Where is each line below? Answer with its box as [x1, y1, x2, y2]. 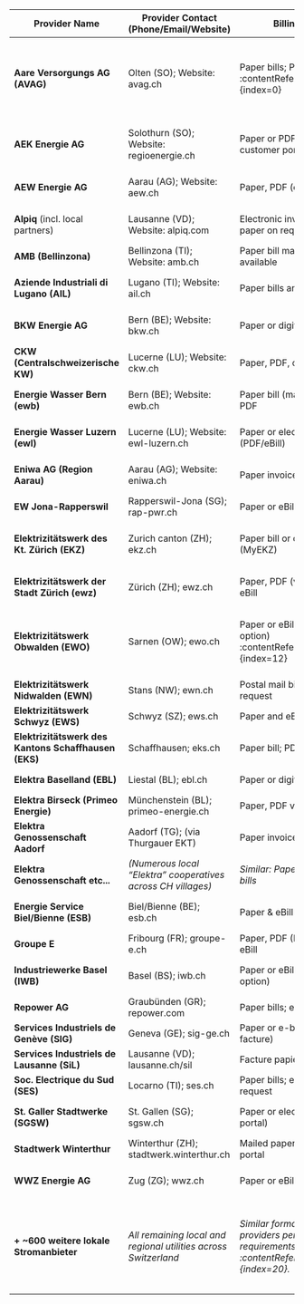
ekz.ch [128, 544, 157, 555]
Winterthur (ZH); [128, 1137, 199, 1149]
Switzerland [128, 1251, 179, 1263]
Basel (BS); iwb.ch [128, 970, 206, 981]
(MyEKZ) [239, 544, 278, 555]
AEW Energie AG [14, 181, 88, 193]
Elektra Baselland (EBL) [14, 774, 118, 786]
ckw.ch [128, 362, 160, 374]
